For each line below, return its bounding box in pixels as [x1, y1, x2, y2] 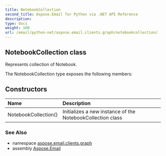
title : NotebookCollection [5, 7, 61, 12]
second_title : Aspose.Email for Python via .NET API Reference [5, 12, 138, 17]
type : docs [5, 21, 28, 26]
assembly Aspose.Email [12, 145, 61, 151]
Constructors [5, 85, 47, 94]
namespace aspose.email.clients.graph [12, 140, 92, 146]
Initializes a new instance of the [62, 108, 136, 115]
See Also [5, 129, 27, 136]
